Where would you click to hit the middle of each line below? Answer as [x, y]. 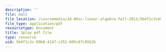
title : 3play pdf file [28, 33]
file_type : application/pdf [34, 24]
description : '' [22, 10]
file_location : [21, 19]
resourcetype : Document [30, 28]
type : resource [21, 38]
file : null [16, 14]
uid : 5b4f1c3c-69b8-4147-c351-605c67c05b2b [51, 42]
